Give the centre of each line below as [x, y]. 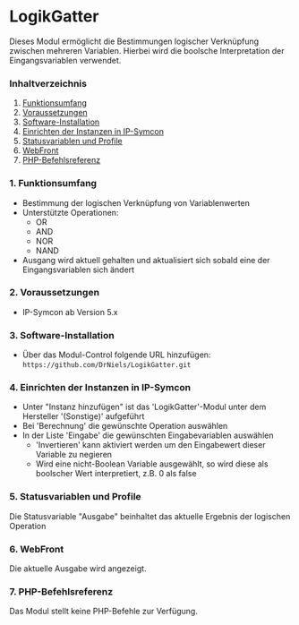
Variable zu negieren [74, 455]
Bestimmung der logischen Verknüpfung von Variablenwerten [136, 202]
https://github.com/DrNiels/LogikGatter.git [107, 365]
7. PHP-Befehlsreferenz [61, 591]
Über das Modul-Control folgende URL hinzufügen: [116, 355]
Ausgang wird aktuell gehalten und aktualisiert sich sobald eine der [146, 260]
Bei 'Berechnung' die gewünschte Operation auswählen [125, 426]
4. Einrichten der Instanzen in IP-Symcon [100, 388]
